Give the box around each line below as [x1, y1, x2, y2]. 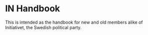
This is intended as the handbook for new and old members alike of [5, 19, 143, 25]
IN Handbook [5, 3, 61, 14]
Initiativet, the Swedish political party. [5, 24, 82, 30]
